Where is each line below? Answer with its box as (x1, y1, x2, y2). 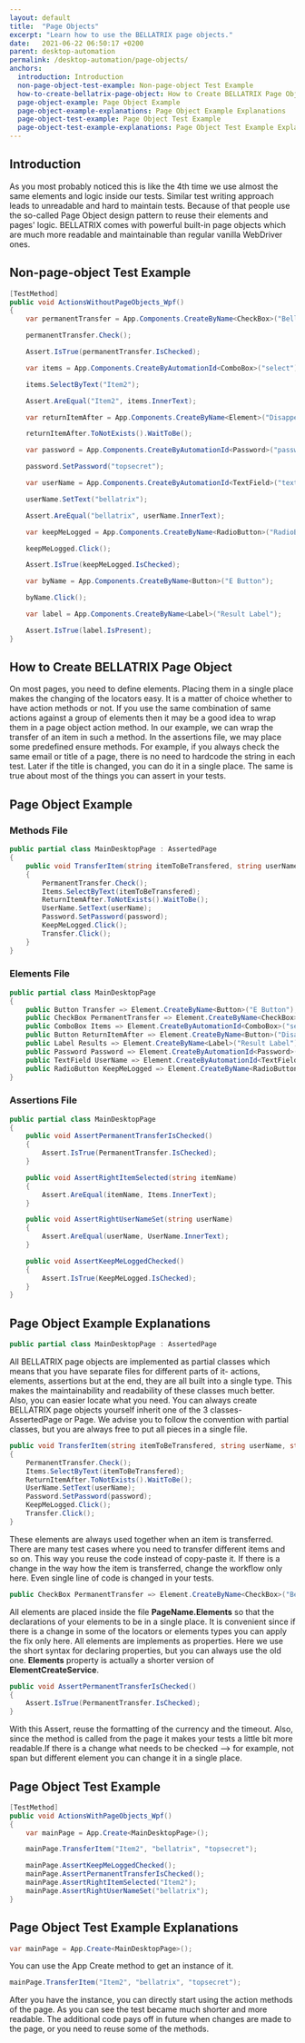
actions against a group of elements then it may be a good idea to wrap (9, 712, 277, 723)
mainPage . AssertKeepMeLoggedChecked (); (25, 1861, 177, 1870)
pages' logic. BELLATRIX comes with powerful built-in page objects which (9, 219, 287, 230)
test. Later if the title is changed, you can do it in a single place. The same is (9, 760, 293, 772)
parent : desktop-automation (9, 47, 116, 56)
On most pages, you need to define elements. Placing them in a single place (9, 683, 294, 695)
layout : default (9, 13, 71, 23)
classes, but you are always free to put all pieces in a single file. (9, 1423, 248, 1435)
